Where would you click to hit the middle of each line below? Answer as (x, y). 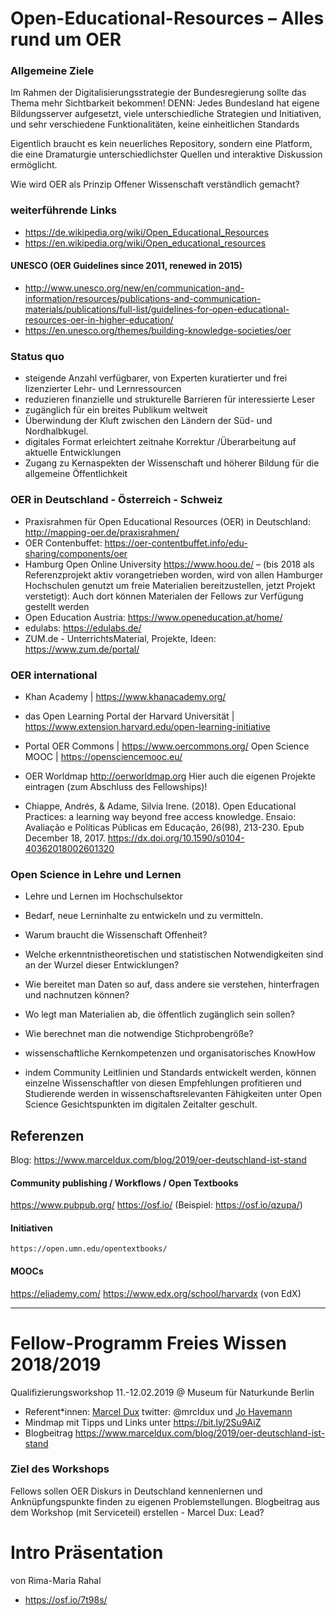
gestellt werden (57, 606)
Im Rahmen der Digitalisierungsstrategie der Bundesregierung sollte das (158, 93)
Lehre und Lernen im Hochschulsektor (103, 896)
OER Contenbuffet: (63, 543)
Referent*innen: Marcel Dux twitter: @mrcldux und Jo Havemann (158, 1411)
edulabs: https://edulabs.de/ (83, 628)
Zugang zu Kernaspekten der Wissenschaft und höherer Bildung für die (172, 463)
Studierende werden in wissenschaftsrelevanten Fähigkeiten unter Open (173, 1094)
